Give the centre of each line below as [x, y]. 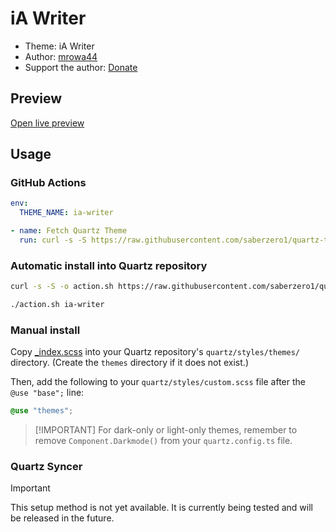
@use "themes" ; [42, 411]
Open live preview [47, 123]
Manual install [45, 330]
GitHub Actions [48, 183]
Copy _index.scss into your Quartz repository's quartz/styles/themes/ [155, 352]
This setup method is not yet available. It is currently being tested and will [161, 508]
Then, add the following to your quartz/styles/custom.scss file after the [158, 382]
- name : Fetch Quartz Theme [69, 231]
